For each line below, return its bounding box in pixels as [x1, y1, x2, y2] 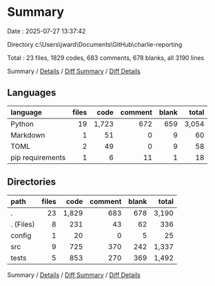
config [10, 230, 32, 240]
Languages [7, 87, 57, 99]
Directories [7, 176, 57, 188]
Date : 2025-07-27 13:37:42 [7, 27, 86, 35]
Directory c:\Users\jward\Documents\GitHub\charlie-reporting [7, 40, 183, 48]
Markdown [10, 130, 45, 140]
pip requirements [10, 152, 66, 162]
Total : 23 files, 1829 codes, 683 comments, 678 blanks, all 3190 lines [7, 53, 205, 62]
